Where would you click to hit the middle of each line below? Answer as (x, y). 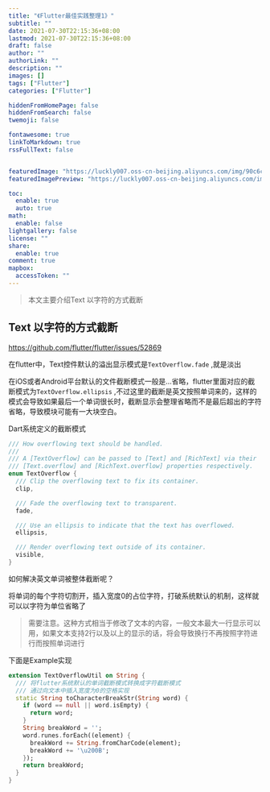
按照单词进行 (63, 643)
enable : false (39, 223)
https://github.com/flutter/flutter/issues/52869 (85, 347)
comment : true (32, 261)
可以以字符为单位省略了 (47, 606)
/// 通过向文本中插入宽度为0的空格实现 (73, 690)
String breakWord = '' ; (63, 728)
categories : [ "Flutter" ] (50, 91)
